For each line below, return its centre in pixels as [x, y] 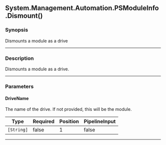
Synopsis [17, 30]
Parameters [19, 86]
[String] [18, 130]
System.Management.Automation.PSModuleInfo [82, 8]
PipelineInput [100, 122]
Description [20, 58]
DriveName [17, 98]
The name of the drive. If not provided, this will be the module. [68, 109]
